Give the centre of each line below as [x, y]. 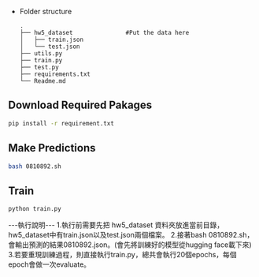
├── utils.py [41, 54]
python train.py [35, 209]
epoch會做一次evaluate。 [50, 264]
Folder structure [46, 11]
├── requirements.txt [55, 74]
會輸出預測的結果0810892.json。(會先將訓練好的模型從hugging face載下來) [130, 245]
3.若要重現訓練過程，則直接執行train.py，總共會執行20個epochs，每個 [123, 255]
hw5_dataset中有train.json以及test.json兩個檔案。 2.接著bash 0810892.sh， [131, 235]
